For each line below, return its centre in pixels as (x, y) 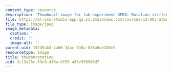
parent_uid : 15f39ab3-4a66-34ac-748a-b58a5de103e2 (60, 48)
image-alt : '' (25, 43)
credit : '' (21, 39)
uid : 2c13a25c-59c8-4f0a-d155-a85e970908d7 (52, 62)
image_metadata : (23, 29)
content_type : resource (31, 10)
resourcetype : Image (27, 52)
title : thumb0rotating (29, 57)
